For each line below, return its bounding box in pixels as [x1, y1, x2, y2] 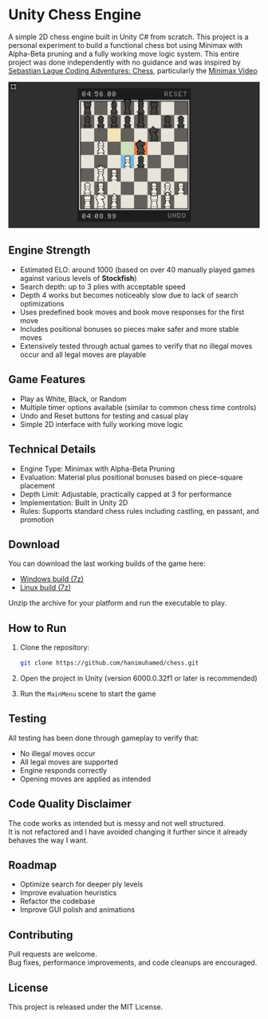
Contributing [8, 928, 73, 942]
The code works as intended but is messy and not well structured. [8, 818, 226, 827]
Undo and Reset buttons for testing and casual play [19, 411, 189, 421]
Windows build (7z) [19, 575, 84, 584]
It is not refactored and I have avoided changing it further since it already [8, 827, 248, 836]
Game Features [8, 373, 86, 386]
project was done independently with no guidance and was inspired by [8, 57, 241, 67]
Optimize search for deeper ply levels [19, 879, 144, 889]
